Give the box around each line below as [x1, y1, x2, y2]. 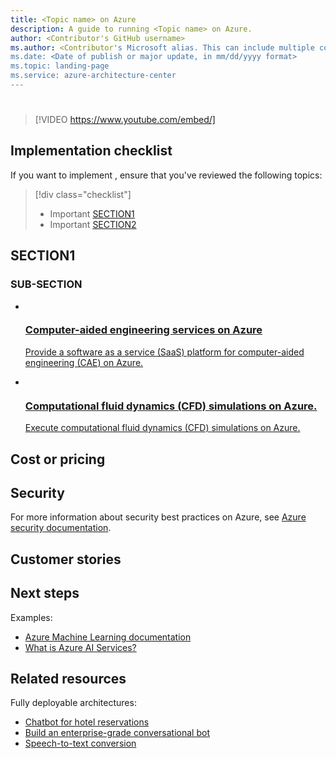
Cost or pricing [10, 451, 106, 468]
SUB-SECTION [10, 277, 83, 291]
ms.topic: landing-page [10, 61, 110, 71]
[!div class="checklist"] [34, 188, 132, 200]
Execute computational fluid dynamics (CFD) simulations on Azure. [24, 422, 301, 434]
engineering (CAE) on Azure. [24, 356, 144, 368]
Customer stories [10, 551, 122, 568]
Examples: [10, 611, 53, 623]
